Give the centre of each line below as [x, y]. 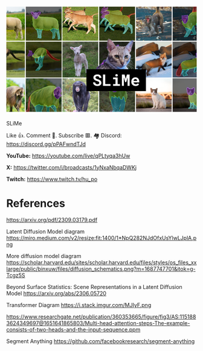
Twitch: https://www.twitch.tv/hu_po [52, 179]
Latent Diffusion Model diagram [46, 232]
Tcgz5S [16, 276]
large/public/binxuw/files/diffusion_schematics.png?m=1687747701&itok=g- [101, 269]
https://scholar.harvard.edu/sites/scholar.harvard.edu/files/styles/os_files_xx [101, 262]
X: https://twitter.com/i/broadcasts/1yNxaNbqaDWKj [72, 167]
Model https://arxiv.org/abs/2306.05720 [56, 294]
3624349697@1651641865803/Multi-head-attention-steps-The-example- [98, 323]
